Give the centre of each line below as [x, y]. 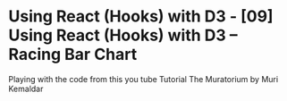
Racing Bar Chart [73, 55]
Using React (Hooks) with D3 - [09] [141, 17]
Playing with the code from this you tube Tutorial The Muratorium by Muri [143, 79]
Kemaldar [26, 88]
